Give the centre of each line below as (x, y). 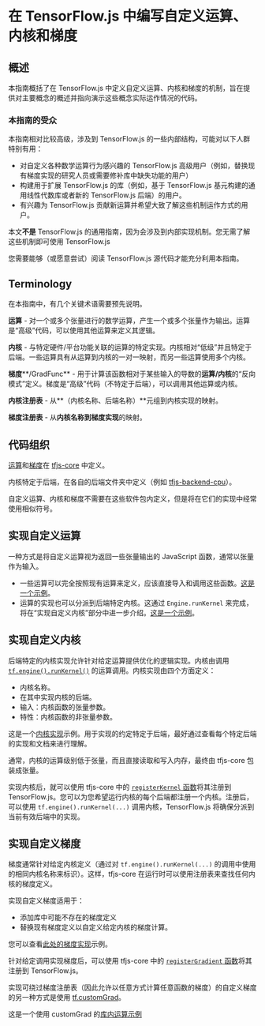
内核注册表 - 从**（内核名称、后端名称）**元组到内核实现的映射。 (116, 400)
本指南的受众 (33, 120)
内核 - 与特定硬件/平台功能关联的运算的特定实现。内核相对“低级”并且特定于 (130, 348)
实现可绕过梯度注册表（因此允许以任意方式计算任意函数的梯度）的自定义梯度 (132, 987)
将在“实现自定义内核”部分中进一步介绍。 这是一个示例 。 (109, 612)
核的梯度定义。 (32, 884)
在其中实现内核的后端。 (58, 697)
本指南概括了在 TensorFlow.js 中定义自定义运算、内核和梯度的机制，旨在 (126, 88)
